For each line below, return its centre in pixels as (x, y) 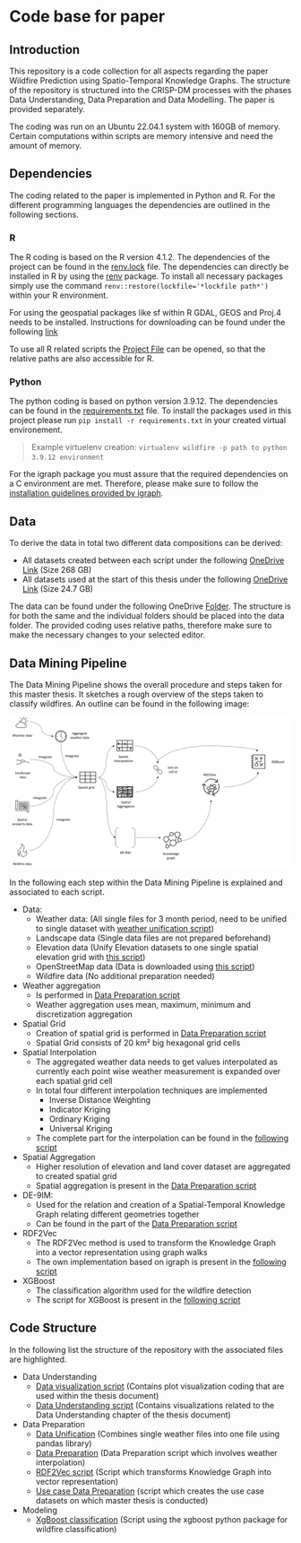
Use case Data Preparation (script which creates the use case (150, 1491)
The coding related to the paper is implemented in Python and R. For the (142, 195)
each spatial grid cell (74, 1080)
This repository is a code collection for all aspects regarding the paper (139, 71)
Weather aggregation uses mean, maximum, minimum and (143, 1004)
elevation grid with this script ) (90, 957)
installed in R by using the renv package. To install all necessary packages (146, 276)
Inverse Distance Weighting (99, 1099)
